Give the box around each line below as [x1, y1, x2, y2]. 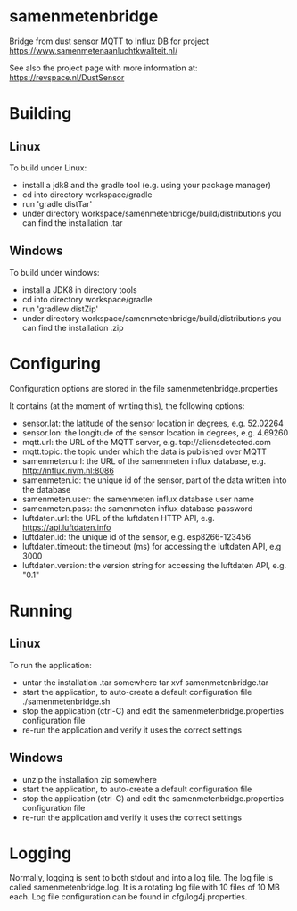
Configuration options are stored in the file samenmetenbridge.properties [9, 383, 279, 393]
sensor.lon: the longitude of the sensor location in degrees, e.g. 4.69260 [21, 427, 289, 438]
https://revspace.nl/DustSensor [9, 71, 125, 82]
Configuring [9, 353, 101, 374]
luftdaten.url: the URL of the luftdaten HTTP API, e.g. [21, 512, 216, 523]
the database [21, 484, 71, 494]
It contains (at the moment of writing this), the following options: [9, 400, 245, 411]
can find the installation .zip [21, 322, 124, 333]
